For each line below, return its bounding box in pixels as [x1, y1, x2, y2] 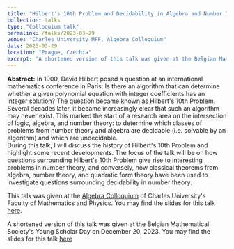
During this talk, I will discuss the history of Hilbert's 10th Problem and [7, 140, 208, 150]
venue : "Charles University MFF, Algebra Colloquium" [7, 36, 167, 43]
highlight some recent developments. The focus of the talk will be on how [7, 148, 218, 156]
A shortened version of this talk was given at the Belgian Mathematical [7, 220, 210, 228]
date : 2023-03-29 [7, 42, 58, 49]
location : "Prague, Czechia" [7, 49, 92, 56]
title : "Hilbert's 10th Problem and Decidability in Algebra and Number [7, 10, 223, 17]
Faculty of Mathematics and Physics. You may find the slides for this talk [7, 199, 216, 207]
